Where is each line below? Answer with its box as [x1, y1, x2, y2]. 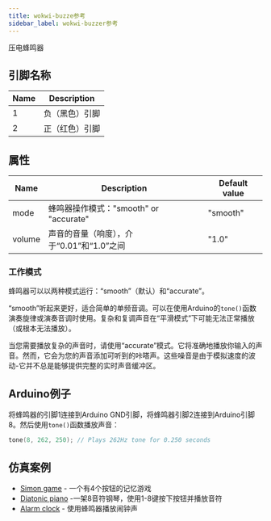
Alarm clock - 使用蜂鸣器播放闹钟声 [19, 503, 139, 513]
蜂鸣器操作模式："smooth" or [48, 203, 160, 214]
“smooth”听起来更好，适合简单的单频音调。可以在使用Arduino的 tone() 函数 [8, 304, 256, 313]
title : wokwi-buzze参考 [8, 11, 86, 20]
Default [219, 178, 248, 189]
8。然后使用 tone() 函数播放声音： [8, 420, 119, 430]
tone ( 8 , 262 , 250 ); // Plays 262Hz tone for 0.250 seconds [8, 436, 211, 444]
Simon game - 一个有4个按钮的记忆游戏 [19, 483, 152, 493]
